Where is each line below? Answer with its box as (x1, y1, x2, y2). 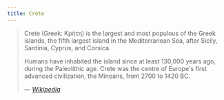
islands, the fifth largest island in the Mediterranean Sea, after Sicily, (23, 36, 218, 45)
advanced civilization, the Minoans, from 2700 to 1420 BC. (23, 72, 191, 80)
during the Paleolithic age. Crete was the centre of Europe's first (23, 64, 207, 72)
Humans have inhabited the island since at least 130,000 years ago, (23, 57, 216, 66)
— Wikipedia (23, 85, 61, 93)
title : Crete (7, 10, 45, 17)
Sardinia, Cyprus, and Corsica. (23, 43, 112, 52)
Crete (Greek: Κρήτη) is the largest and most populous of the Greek (23, 29, 216, 37)
